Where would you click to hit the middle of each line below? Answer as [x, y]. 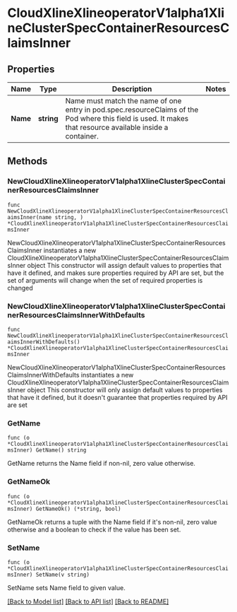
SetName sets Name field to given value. [66, 587]
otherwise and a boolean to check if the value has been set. [94, 529]
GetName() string [61, 450]
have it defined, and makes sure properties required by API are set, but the [116, 273]
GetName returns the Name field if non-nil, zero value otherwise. [102, 464]
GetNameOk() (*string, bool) [78, 509]
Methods [28, 161]
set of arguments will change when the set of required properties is [105, 280]
